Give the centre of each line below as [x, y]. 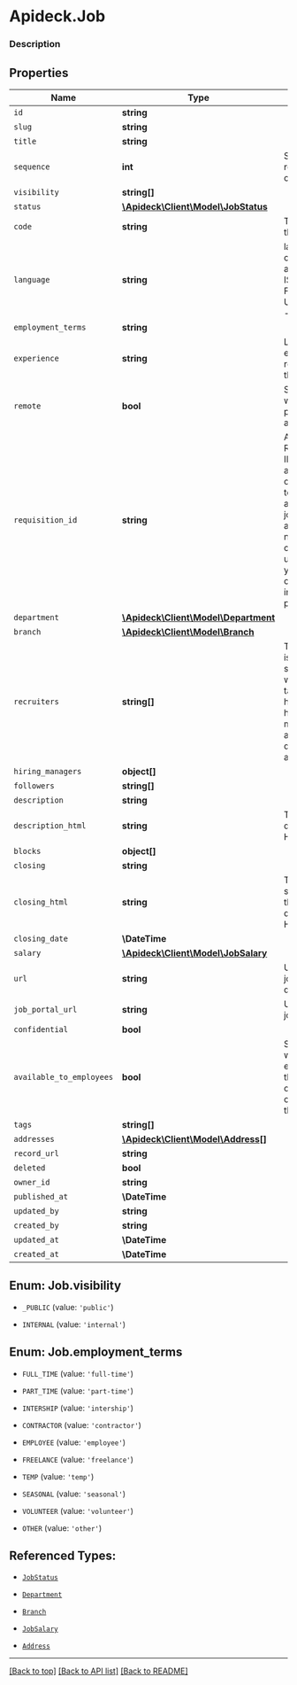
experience [36, 358]
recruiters [36, 701]
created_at [36, 1254]
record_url [36, 1153]
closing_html [41, 902]
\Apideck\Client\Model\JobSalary [195, 952]
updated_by [36, 1211]
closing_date [41, 938]
